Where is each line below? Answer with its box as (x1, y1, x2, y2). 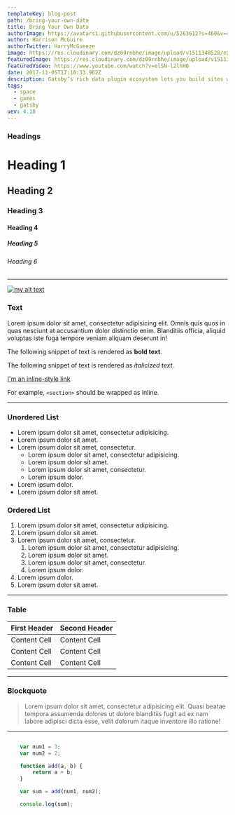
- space (13, 88, 36, 95)
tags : (7, 82, 23, 89)
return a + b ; (32, 769, 73, 776)
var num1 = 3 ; (20, 743, 61, 750)
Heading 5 (7, 239, 38, 248)
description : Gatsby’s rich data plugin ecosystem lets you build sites (7, 75, 224, 83)
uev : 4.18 (7, 108, 36, 115)
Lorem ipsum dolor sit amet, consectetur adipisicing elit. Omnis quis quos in (7, 318, 226, 327)
